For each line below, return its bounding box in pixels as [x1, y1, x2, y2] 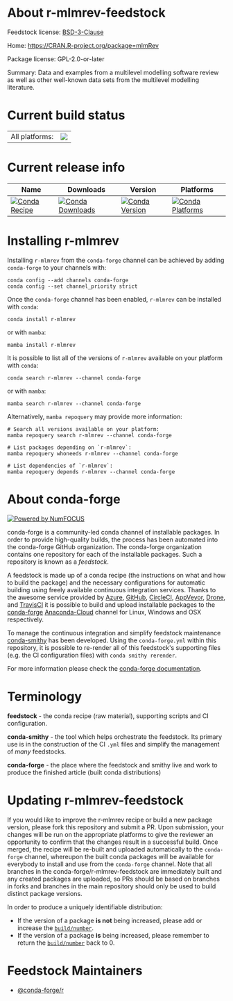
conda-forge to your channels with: [7, 263, 107, 272]
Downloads [67, 184, 106, 194]
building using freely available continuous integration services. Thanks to [7, 585, 216, 594]
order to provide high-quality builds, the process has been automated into [7, 535, 218, 544]
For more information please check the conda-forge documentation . [7, 664, 202, 672]
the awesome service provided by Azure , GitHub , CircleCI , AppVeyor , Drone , [7, 593, 226, 601]
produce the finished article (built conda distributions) [7, 768, 162, 776]
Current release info [7, 160, 126, 175]
